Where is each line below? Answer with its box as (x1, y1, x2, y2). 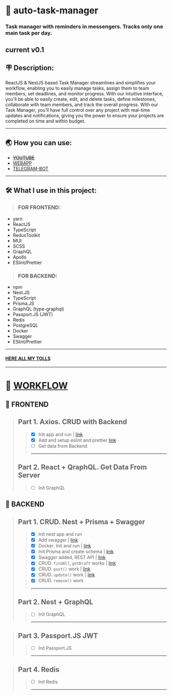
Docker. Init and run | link (38, 543, 91, 549)
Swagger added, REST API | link (38, 554, 106, 561)
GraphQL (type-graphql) (12, 306, 64, 312)
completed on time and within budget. (5, 118, 85, 124)
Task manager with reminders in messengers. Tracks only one (5, 23, 163, 30)
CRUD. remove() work (38, 578, 84, 584)
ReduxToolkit (12, 232, 40, 238)
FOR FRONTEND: (17, 204, 61, 211)
